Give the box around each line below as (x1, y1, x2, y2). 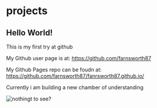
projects (6, 4, 48, 18)
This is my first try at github (6, 43, 73, 50)
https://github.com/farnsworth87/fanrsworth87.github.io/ (6, 73, 145, 79)
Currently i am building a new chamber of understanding (6, 84, 143, 91)
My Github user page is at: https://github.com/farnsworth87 (6, 55, 152, 61)
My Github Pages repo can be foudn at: (6, 66, 102, 73)
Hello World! (6, 28, 53, 38)
